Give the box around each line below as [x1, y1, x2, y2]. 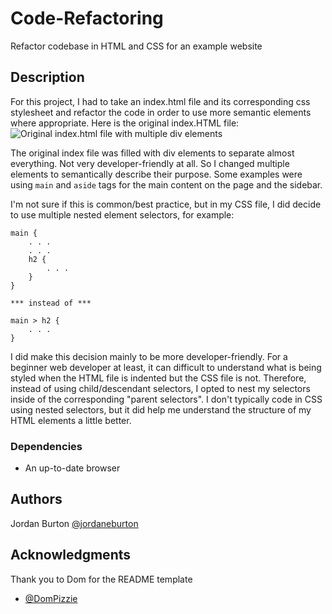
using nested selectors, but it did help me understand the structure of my [10, 403, 312, 416]
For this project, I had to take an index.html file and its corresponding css [10, 95, 311, 107]
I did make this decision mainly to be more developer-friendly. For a [10, 350, 288, 362]
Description [10, 69, 85, 86]
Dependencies [10, 439, 83, 453]
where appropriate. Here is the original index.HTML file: [10, 117, 240, 129]
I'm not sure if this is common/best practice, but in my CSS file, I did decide [10, 198, 322, 210]
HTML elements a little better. [10, 414, 132, 426]
